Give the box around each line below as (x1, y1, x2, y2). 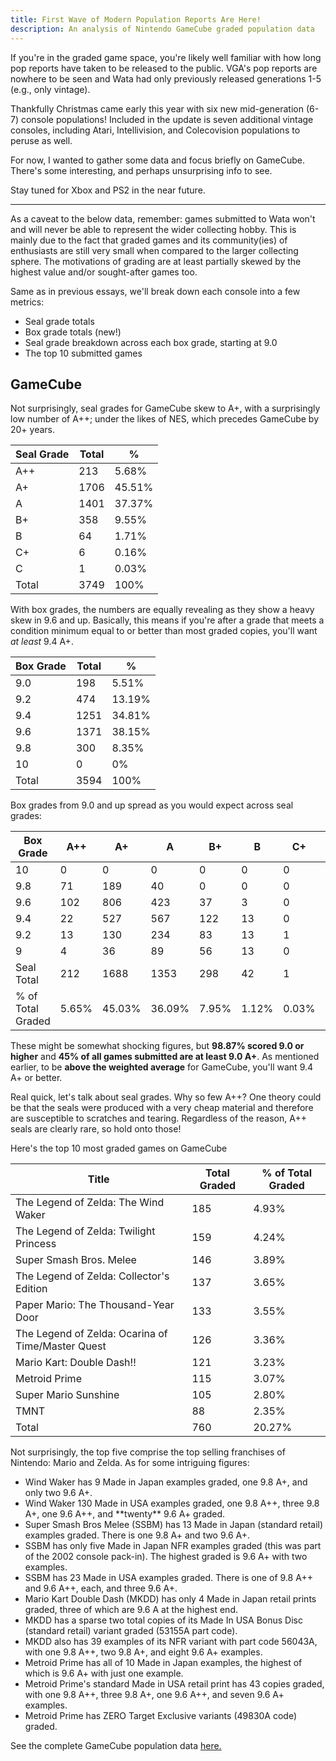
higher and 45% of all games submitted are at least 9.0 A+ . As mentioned (10, 1051, 320, 1063)
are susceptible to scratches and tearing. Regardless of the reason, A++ (10, 1112, 307, 1125)
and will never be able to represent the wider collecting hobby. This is (10, 223, 297, 235)
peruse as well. (10, 134, 73, 146)
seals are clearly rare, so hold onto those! (10, 1123, 182, 1135)
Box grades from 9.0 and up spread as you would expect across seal (10, 799, 294, 811)
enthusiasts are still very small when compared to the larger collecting (10, 244, 299, 256)
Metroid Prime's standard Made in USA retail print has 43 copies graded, (24, 1678, 325, 1690)
